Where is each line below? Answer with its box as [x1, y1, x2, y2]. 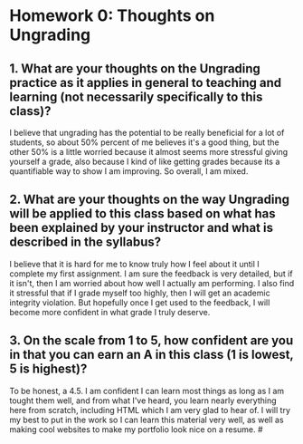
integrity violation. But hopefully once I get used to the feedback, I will [9, 296, 270, 308]
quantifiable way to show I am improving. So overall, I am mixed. [9, 166, 249, 177]
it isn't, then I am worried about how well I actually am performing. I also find [9, 277, 295, 288]
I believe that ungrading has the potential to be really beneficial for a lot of [9, 128, 285, 138]
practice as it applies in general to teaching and [9, 74, 282, 91]
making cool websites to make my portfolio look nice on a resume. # [9, 423, 264, 435]
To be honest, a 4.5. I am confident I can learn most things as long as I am [9, 385, 285, 396]
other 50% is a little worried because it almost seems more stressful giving [9, 147, 289, 157]
